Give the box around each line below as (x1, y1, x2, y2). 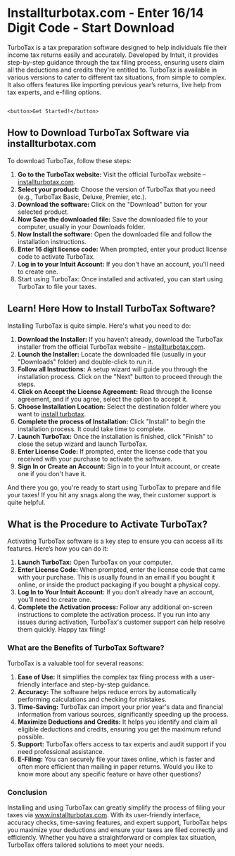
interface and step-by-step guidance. (42, 680, 151, 689)
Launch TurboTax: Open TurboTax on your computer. (17, 558, 173, 567)
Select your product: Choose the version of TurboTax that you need (17, 185, 216, 193)
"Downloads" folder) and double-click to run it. (17, 357, 153, 366)
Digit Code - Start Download (7, 20, 174, 36)
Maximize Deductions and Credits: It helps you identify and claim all (17, 717, 218, 726)
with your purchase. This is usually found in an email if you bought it (17, 573, 215, 582)
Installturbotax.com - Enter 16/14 (7, 5, 204, 21)
